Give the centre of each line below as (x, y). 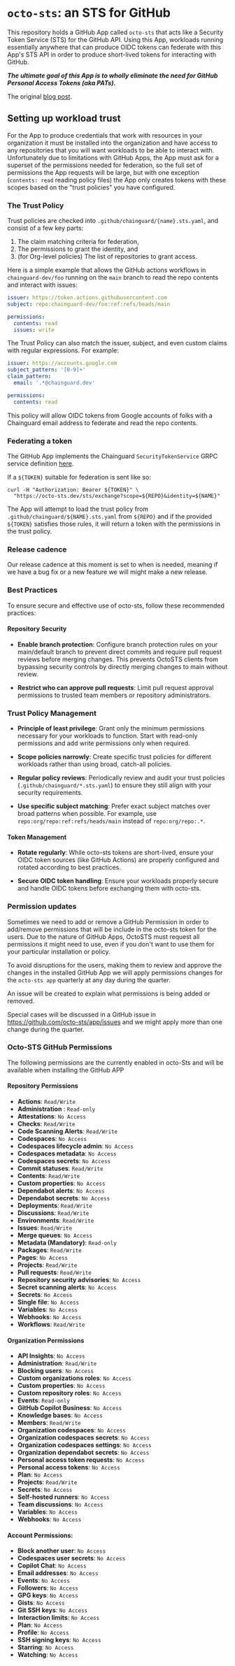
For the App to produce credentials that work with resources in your (105, 135)
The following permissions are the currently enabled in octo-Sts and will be (115, 1062)
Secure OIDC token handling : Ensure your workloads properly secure (118, 881)
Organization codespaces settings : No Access (84, 1445)
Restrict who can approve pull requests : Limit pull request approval (115, 687)
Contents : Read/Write (49, 1176)
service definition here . (41, 464)
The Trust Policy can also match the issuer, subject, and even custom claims (117, 343)
